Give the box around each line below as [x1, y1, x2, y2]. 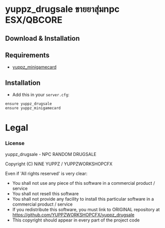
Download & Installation [5, 34, 80, 43]
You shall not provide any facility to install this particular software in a [12, 196, 154, 202]
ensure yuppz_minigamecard [5, 106, 61, 111]
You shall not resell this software [12, 190, 79, 197]
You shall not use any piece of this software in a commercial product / [12, 180, 155, 186]
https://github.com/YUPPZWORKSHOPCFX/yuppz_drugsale [12, 212, 135, 218]
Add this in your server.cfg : [12, 92, 69, 98]
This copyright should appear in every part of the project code [12, 217, 140, 223]
